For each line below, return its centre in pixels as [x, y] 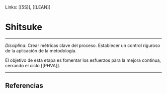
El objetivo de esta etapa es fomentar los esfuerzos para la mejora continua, [83, 60]
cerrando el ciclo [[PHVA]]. [33, 65]
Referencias [24, 86]
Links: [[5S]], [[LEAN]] [28, 7]
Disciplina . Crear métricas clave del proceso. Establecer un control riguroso [83, 45]
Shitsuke [24, 27]
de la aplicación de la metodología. [41, 50]
